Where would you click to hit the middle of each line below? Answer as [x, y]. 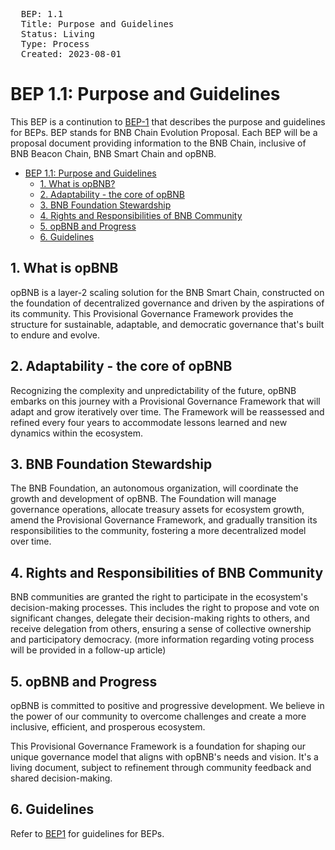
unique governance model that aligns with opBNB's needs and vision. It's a [164, 757]
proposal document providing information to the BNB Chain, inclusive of [158, 143]
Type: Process [55, 44]
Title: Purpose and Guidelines [97, 24]
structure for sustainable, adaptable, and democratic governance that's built [167, 324]
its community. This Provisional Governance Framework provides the [152, 313]
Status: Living [57, 34]
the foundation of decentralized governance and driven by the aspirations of [167, 303]
